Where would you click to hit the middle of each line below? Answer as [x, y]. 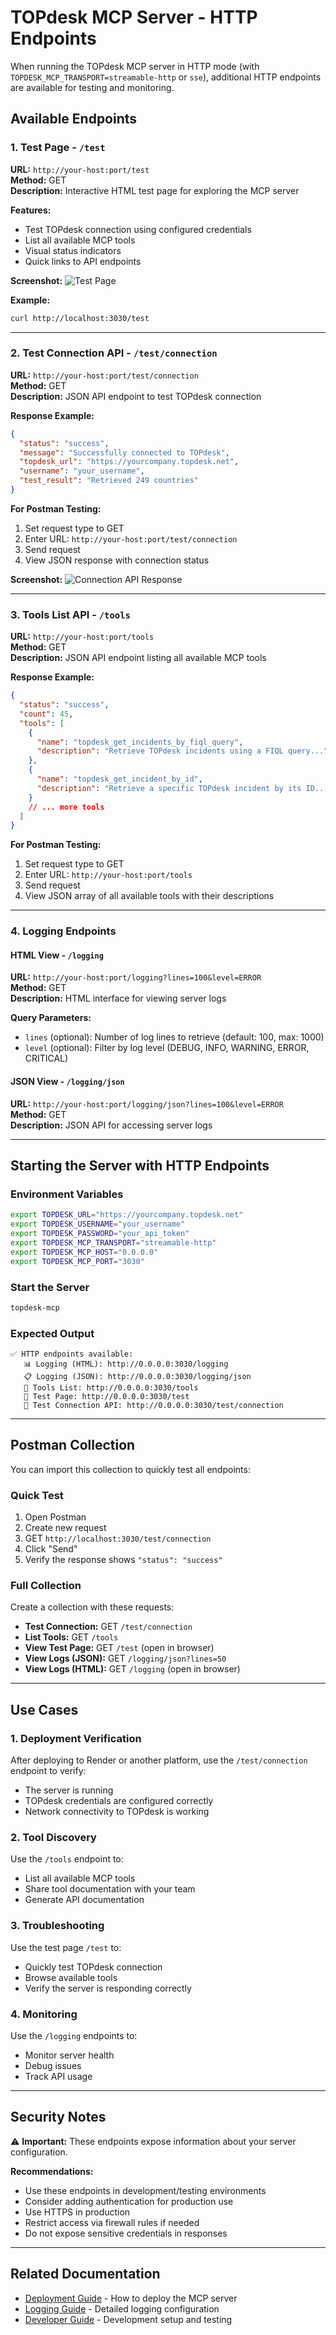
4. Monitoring [44, 2014]
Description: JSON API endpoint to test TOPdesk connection [136, 396]
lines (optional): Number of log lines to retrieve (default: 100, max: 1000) [174, 1037]
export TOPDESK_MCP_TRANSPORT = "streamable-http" [113, 1242]
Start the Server [50, 1287]
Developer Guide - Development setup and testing [128, 2319]
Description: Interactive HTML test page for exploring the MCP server [155, 190]
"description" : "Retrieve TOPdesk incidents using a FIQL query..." [182, 751]
